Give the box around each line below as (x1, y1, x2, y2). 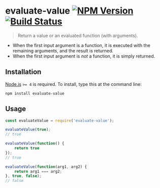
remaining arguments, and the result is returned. (12, 48, 114, 54)
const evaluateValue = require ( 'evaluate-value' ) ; (5, 118, 114, 123)
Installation (5, 68, 42, 76)
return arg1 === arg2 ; (14, 169, 62, 174)
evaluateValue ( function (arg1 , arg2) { (5, 164, 87, 169)
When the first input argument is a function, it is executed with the (12, 42, 150, 48)
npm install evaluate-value (5, 91, 65, 96)
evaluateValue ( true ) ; (5, 127, 51, 132)
